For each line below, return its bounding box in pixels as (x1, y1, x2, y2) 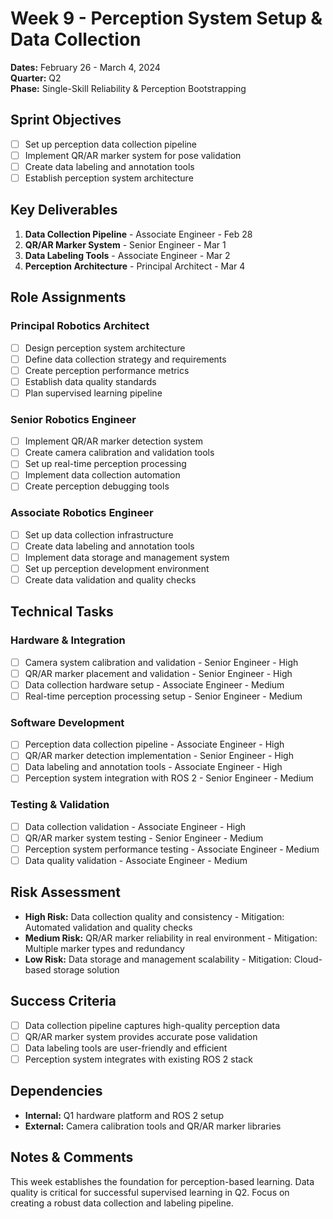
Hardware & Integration (10, 633, 126, 647)
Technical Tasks (10, 603, 114, 621)
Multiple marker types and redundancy (24, 942, 185, 954)
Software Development (10, 715, 125, 729)
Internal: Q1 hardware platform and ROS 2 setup (24, 1109, 225, 1121)
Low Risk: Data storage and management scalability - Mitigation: (24, 953, 292, 965)
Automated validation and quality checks (24, 921, 193, 933)
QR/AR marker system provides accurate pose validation (24, 1030, 258, 1042)
